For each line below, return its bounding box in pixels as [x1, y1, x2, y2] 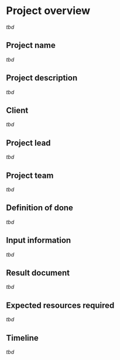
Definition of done [6, 203, 73, 213]
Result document [6, 268, 70, 278]
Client [6, 105, 29, 115]
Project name [6, 40, 56, 50]
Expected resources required [6, 300, 115, 310]
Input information [6, 235, 71, 245]
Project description [6, 73, 78, 83]
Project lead [6, 138, 51, 148]
